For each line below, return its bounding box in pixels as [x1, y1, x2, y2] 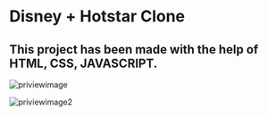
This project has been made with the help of [9, 42, 259, 57]
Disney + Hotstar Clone [9, 6, 186, 27]
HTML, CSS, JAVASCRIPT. [9, 55, 158, 70]
